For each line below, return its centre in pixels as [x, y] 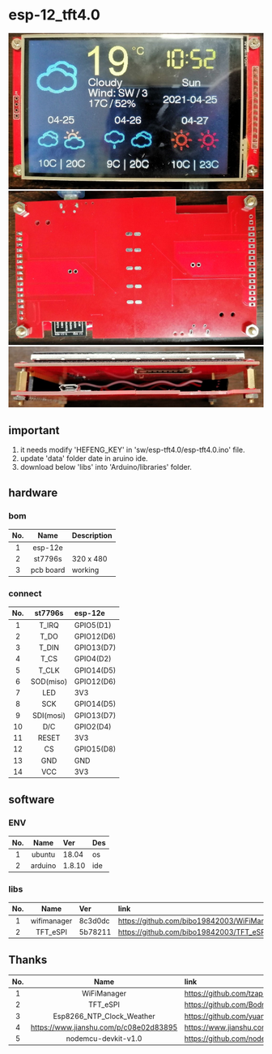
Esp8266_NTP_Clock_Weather [104, 1016]
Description [92, 536]
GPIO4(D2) [93, 659]
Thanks [28, 959]
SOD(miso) [49, 681]
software [32, 800]
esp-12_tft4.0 [55, 15]
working [85, 570]
